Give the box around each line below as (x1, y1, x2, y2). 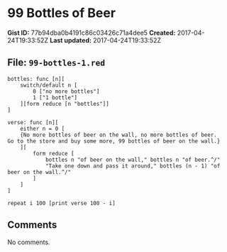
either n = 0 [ (20, 125, 65, 132)
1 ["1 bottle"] (33, 94, 78, 101)
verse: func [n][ (7, 119, 59, 126)
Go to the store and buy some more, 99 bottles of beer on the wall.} (7, 137, 221, 145)
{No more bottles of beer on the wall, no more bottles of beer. (20, 131, 218, 138)
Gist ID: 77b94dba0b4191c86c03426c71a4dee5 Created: (7, 28, 176, 37)
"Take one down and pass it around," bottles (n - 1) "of (45, 162, 221, 170)
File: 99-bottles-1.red (7, 57, 106, 69)
